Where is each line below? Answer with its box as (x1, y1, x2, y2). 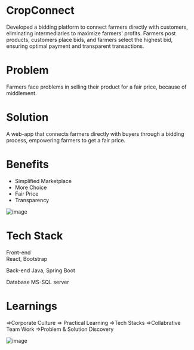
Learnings (6, 299, 58, 313)
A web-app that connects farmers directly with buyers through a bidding (6, 130, 184, 138)
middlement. (6, 89, 37, 96)
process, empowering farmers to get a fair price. (6, 136, 126, 144)
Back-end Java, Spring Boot (6, 267, 76, 274)
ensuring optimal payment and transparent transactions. (6, 42, 144, 50)
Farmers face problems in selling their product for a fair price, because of (6, 83, 187, 90)
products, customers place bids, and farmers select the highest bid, (6, 36, 173, 43)
